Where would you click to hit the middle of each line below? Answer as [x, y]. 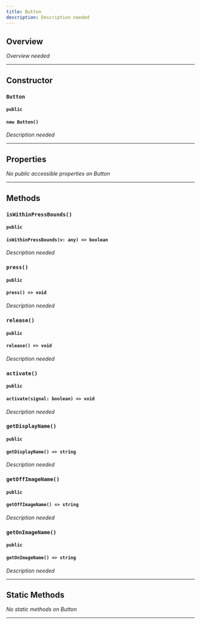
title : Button [24, 12]
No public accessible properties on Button [58, 173]
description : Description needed [48, 17]
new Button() [22, 122]
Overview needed [28, 56]
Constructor [29, 80]
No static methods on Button [42, 609]
